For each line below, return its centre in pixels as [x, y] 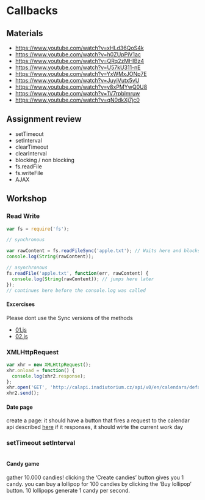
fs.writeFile [29, 173]
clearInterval [31, 153]
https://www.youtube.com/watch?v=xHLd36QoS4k [80, 48]
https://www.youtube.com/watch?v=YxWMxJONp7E [81, 74]
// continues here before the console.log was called [76, 290]
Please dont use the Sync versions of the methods [70, 318]
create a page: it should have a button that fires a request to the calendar [98, 420]
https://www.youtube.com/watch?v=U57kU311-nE [78, 67]
